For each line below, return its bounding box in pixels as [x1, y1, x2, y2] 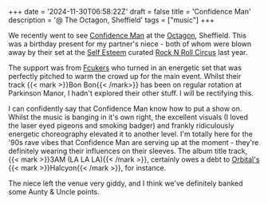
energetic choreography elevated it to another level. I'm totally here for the [8, 129, 253, 139]
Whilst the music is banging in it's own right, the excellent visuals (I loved [8, 112, 249, 122]
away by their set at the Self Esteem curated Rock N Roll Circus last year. [8, 48, 248, 57]
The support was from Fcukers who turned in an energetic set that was [8, 63, 242, 73]
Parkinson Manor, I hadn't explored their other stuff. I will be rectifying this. [8, 88, 254, 98]
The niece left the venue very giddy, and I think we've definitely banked [8, 178, 243, 188]
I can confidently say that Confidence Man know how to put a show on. [8, 104, 242, 113]
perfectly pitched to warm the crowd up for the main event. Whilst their [8, 72, 242, 80]
